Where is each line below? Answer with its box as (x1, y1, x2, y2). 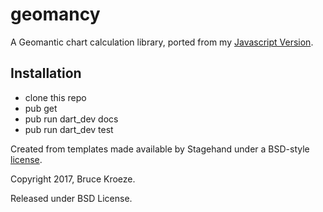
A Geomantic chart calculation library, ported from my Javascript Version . (10, 36, 314, 48)
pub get (24, 102, 58, 114)
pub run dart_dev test (24, 123, 114, 135)
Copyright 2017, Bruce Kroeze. (10, 173, 136, 185)
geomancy (10, 3, 101, 26)
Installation (10, 65, 82, 82)
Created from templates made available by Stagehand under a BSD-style (10, 143, 310, 155)
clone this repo (24, 91, 87, 103)
